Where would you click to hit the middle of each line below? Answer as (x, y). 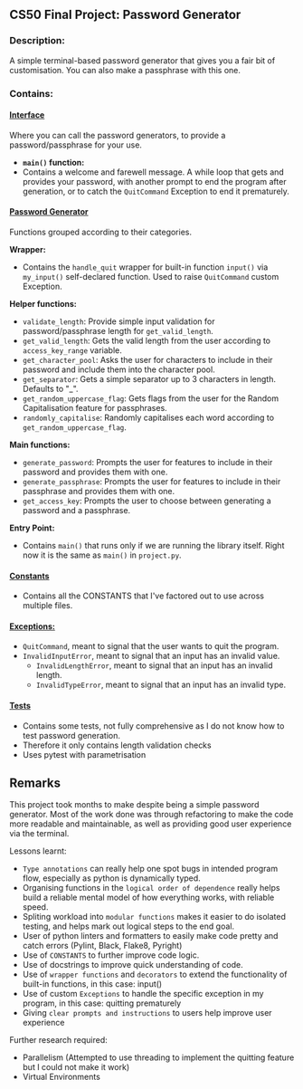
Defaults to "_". (50, 389)
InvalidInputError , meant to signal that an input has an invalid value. (151, 656)
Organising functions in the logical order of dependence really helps (151, 888)
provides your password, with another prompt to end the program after (154, 181)
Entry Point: (32, 528)
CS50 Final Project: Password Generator (125, 15)
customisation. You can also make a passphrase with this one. (125, 70)
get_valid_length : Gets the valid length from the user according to (147, 341)
